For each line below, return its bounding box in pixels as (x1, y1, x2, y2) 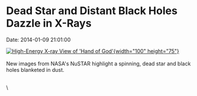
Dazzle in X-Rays (6, 16, 92, 30)
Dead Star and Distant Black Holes (6, 4, 177, 18)
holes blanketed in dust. (6, 66, 64, 73)
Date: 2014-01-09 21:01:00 (6, 36, 71, 43)
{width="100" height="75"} (113, 47, 179, 54)
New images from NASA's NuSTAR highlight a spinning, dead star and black (6, 60, 191, 67)
